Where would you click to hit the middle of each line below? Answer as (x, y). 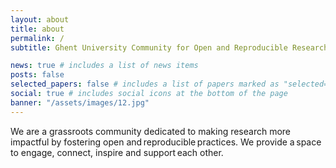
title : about (37, 29)
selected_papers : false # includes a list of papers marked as (145, 84)
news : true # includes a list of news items (104, 66)
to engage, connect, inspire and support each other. (117, 152)
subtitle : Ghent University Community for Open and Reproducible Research (169, 47)
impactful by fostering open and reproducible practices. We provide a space (166, 142)
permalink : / (37, 38)
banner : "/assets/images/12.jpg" (80, 102)
